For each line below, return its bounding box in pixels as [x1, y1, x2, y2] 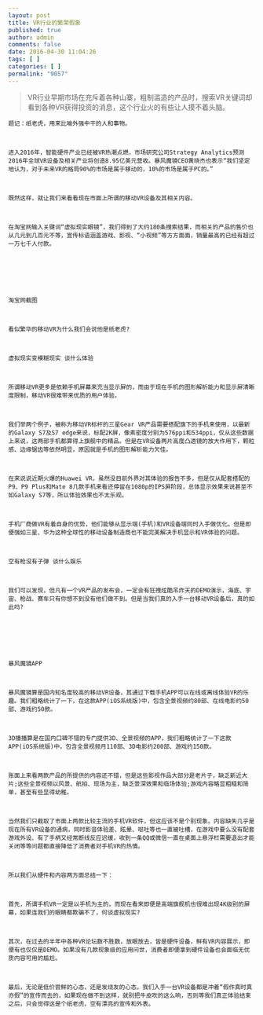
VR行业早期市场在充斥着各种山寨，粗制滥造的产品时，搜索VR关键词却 [27, 92, 253, 102]
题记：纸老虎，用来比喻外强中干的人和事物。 [8, 119, 131, 127]
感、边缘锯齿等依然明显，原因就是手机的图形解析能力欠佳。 [8, 445, 172, 453]
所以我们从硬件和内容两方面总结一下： [8, 871, 114, 879]
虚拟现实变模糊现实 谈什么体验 [8, 354, 94, 362]
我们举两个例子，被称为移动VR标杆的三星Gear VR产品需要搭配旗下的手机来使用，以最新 [8, 420, 250, 428]
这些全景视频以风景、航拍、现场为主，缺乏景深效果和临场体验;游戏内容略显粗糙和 [17, 779, 243, 788]
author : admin [8, 33, 55, 42]
